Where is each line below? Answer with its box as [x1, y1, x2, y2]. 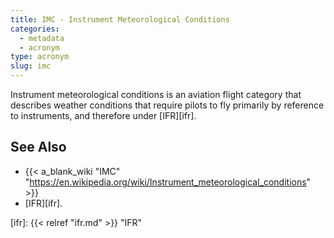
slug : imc [10, 61, 52, 71]
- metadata [19, 33, 65, 43]
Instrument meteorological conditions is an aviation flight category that [10, 89, 302, 100]
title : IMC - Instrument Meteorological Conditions [10, 14, 230, 25]
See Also [10, 139, 67, 156]
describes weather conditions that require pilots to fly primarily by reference [10, 99, 325, 111]
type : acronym [10, 52, 70, 62]
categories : [10, 24, 60, 34]
